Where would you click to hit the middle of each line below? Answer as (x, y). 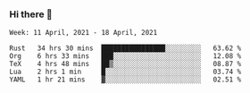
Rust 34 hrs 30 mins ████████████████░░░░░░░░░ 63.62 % (125, 48)
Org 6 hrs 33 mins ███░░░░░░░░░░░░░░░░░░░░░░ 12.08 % (125, 56)
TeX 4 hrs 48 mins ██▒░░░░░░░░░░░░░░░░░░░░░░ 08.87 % (125, 64)
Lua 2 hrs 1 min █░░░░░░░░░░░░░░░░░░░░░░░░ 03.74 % (125, 72)
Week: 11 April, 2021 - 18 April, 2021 (83, 33)
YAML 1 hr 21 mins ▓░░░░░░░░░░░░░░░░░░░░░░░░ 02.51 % (125, 80)
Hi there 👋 (31, 14)
